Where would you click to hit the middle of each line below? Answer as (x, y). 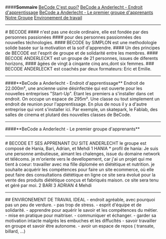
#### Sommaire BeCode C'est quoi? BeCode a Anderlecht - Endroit (74, 7)
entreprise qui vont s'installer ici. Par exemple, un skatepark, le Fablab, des (82, 109)
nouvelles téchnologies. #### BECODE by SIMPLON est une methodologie (81, 42)
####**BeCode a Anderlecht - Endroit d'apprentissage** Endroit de (75, 83)
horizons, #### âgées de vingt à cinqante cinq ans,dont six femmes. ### (80, 63)
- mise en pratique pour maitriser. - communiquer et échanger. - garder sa (81, 215)
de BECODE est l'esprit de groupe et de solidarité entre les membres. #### (82, 53)
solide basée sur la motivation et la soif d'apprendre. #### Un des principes (83, 48)
